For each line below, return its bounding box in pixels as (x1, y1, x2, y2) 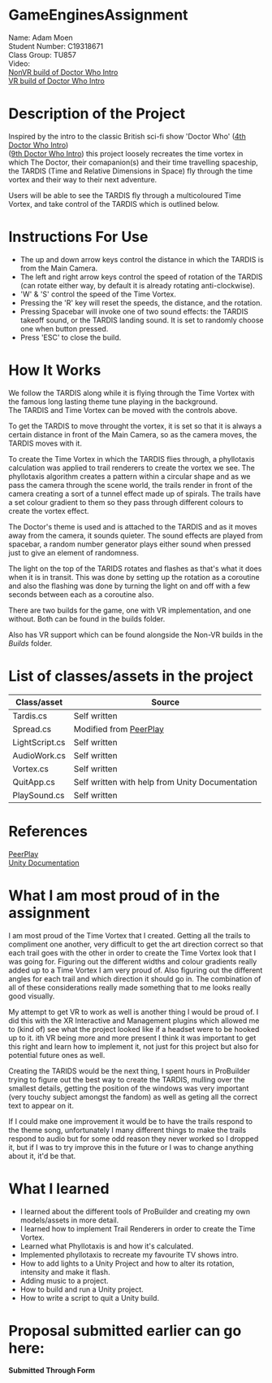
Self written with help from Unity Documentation (73, 776, 258, 788)
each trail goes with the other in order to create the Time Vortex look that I (8, 947, 257, 958)
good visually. (8, 991, 55, 1001)
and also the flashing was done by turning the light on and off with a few (8, 581, 250, 591)
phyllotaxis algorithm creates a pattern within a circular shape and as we (8, 471, 251, 481)
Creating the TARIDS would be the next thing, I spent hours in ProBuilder (8, 1065, 250, 1076)
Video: (8, 59, 31, 68)
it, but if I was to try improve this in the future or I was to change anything (8, 1142, 254, 1152)
